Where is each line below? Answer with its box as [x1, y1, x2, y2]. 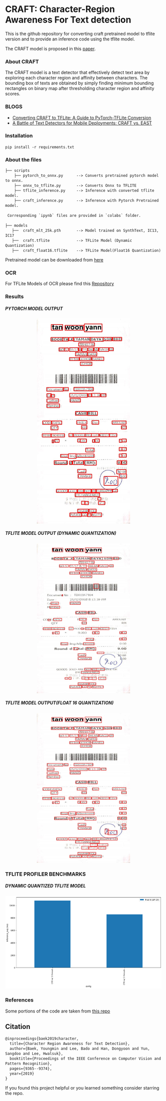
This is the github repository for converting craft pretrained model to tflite [5, 30, 155, 36]
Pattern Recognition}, [5, 1061, 52, 1067]
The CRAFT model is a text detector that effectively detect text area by [5, 69, 150, 75]
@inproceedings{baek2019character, [5, 1036, 79, 1042]
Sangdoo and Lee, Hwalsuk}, [5, 1051, 64, 1057]
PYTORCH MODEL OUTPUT [5, 305, 63, 311]
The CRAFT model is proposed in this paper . [5, 45, 96, 51]
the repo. [5, 1091, 24, 1097]
